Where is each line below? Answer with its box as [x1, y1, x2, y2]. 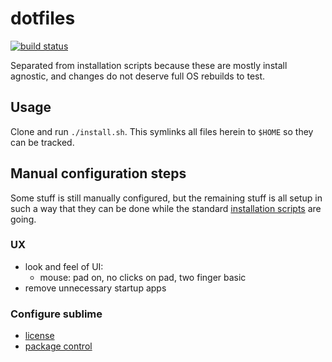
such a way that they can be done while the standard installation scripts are [10, 202, 322, 214]
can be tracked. [10, 136, 75, 148]
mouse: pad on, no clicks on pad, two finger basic [39, 271, 247, 283]
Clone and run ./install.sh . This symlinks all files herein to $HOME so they [10, 125, 314, 137]
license [24, 330, 55, 342]
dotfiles [10, 7, 76, 30]
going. [10, 213, 37, 225]
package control [24, 340, 93, 352]
